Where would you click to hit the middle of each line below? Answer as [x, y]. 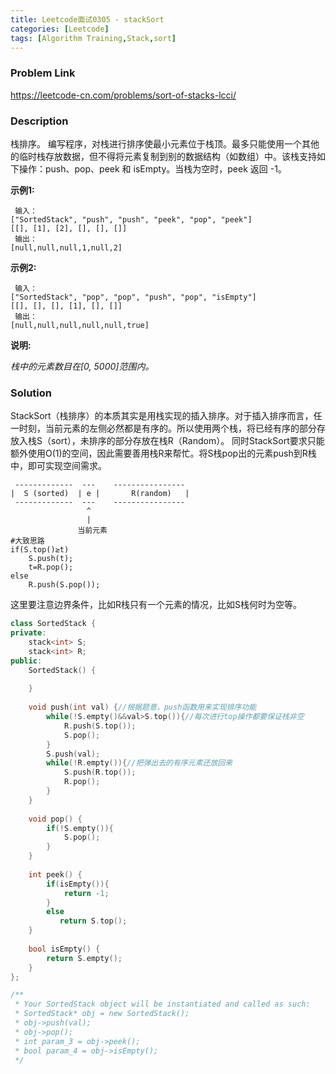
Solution [31, 393]
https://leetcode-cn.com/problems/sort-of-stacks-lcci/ [123, 95]
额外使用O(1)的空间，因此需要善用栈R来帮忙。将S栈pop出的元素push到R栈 [163, 453]
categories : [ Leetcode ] [60, 29]
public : [26, 661]
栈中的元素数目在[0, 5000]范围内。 [82, 366]
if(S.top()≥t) [40, 550]
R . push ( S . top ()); [100, 726]
